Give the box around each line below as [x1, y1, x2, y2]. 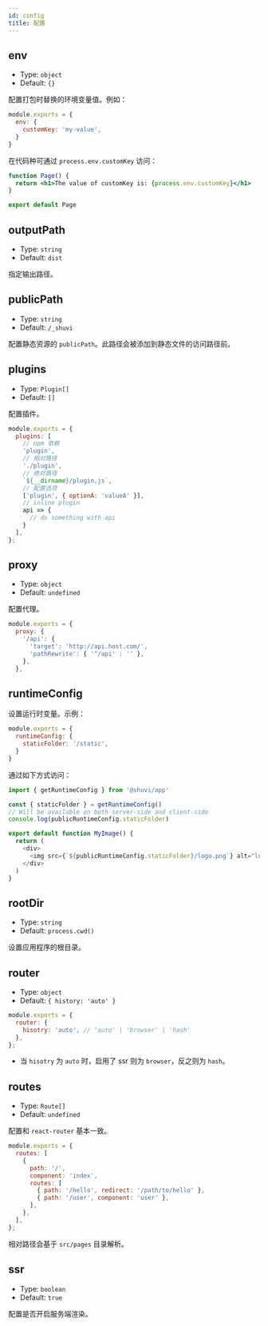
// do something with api [29, 514, 116, 522]
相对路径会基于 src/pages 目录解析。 [8, 1239, 129, 1249]
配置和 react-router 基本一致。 [8, 1126, 112, 1136]
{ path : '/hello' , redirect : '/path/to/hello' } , [37, 1186, 205, 1194]
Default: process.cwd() [19, 926, 95, 936]
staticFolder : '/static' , [22, 740, 109, 748]
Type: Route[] [19, 1101, 66, 1110]
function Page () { [8, 172, 69, 180]
